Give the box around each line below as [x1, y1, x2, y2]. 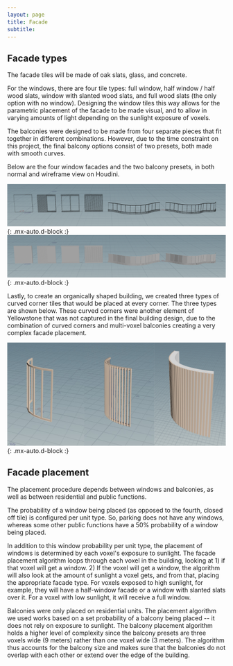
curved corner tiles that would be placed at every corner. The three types [7, 299, 217, 308]
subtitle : [7, 26, 36, 33]
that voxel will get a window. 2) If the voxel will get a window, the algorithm [7, 563, 221, 572]
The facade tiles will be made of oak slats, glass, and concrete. [7, 71, 187, 79]
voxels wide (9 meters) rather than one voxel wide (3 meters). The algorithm [7, 635, 225, 644]
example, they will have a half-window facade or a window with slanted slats [7, 586, 226, 594]
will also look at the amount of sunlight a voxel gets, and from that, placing [7, 571, 220, 579]
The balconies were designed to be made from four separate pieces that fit [7, 127, 222, 135]
